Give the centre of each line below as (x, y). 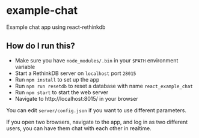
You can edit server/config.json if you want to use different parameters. (96, 110)
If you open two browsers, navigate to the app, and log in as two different (97, 122)
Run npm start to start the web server (62, 92)
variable (25, 67)
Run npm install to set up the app (57, 79)
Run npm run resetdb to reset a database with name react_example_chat (104, 86)
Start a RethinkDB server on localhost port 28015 (75, 73)
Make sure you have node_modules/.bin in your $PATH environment (96, 60)
